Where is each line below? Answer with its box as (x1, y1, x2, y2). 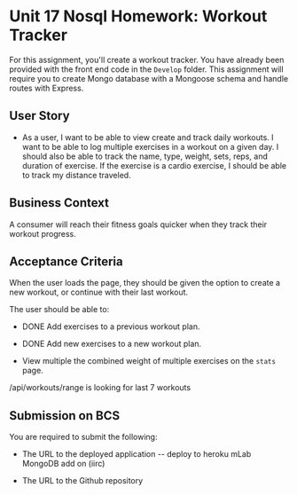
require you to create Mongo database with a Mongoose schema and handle (9, 73, 289, 83)
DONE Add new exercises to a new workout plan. (21, 339, 202, 350)
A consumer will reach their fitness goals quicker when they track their (9, 219, 268, 230)
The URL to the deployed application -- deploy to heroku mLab (21, 449, 252, 460)
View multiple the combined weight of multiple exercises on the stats (21, 356, 277, 366)
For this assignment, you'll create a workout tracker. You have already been (9, 54, 285, 65)
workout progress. (9, 228, 77, 239)
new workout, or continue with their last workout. (9, 287, 189, 298)
